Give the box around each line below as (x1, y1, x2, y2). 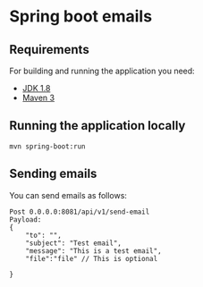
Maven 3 (21, 92, 55, 103)
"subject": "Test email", (25, 239, 123, 248)
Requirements (9, 42, 89, 57)
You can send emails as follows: (9, 190, 128, 200)
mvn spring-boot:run (9, 141, 87, 151)
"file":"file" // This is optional (25, 254, 158, 263)
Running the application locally (9, 118, 186, 133)
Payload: (9, 215, 42, 224)
